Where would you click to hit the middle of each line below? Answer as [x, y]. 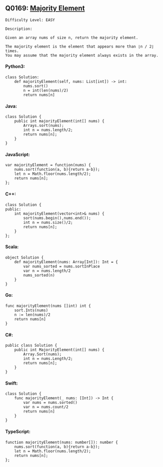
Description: [19, 29]
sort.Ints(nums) [31, 310]
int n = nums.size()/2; [48, 222]
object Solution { [24, 257]
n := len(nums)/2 [32, 315]
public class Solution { [31, 346]
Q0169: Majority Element [45, 8]
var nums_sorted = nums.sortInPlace [62, 266]
